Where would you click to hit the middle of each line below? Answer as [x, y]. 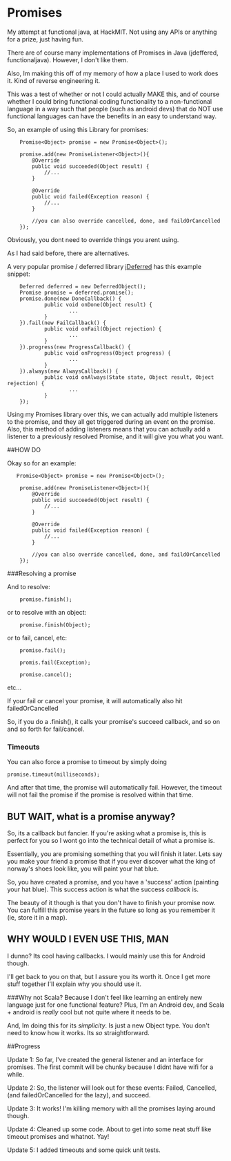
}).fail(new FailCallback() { [63, 323]
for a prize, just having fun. [46, 39]
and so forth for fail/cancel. [46, 729]
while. [16, 1074]
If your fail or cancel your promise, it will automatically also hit [95, 700]
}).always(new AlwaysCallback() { [69, 371]
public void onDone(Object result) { [98, 305]
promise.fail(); [43, 650]
